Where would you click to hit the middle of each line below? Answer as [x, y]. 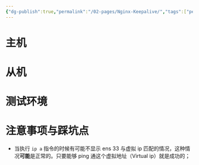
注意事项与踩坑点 [48, 131]
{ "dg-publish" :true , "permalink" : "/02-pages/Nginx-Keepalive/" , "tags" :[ [96, 12]
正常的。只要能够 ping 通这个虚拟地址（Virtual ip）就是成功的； [113, 156]
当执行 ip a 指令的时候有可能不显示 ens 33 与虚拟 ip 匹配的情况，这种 [99, 148]
